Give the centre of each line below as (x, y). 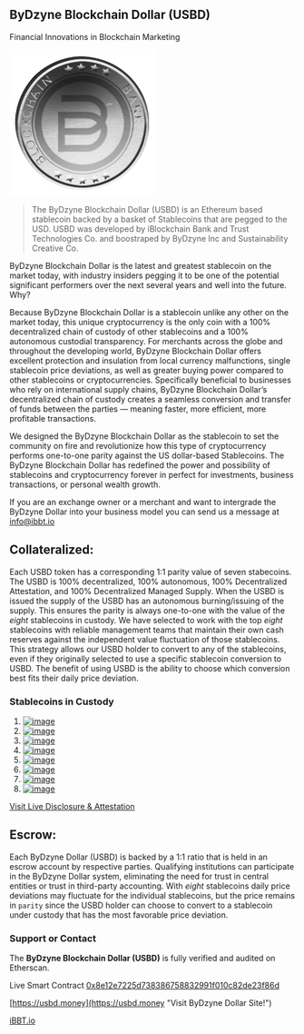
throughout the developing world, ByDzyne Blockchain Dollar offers (135, 351)
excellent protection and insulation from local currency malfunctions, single (150, 360)
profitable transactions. (53, 418)
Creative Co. (55, 248)
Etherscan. (29, 968)
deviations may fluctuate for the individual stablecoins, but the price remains (152, 895)
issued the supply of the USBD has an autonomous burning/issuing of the (147, 601)
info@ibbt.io (32, 521)
